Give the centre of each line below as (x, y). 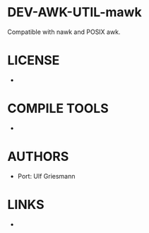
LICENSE (34, 60)
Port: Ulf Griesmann (46, 176)
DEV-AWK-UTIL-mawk (75, 12)
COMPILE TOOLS (58, 108)
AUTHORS (38, 157)
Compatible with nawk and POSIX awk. (64, 32)
